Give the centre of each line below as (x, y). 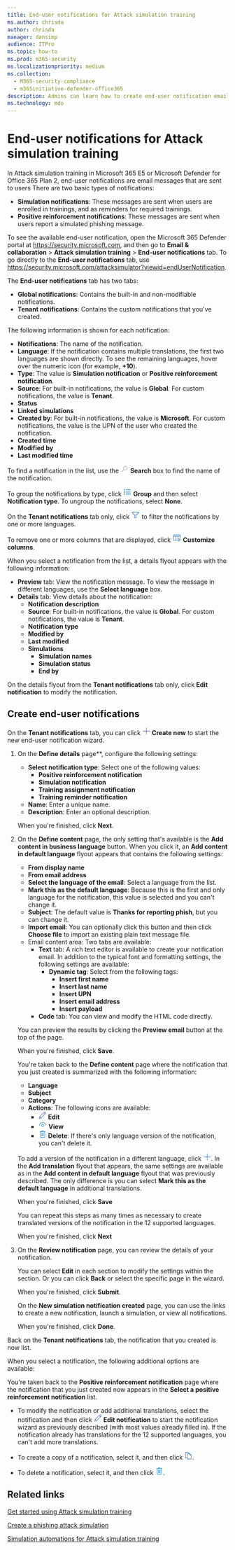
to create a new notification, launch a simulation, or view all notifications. (122, 1313)
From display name (56, 867)
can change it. (48, 919)
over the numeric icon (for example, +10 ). (77, 366)
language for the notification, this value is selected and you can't (121, 897)
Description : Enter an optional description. (90, 811)
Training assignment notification (87, 789)
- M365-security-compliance (55, 81)
